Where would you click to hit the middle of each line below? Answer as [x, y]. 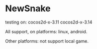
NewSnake [28, 9]
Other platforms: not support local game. [47, 41]
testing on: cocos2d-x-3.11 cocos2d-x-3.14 [49, 22]
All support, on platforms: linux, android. [46, 31]
